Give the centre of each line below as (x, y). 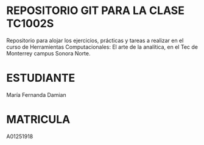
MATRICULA (38, 120)
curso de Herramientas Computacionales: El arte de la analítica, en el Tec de (102, 47)
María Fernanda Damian (36, 94)
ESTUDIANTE (41, 78)
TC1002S (30, 23)
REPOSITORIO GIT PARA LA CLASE (95, 11)
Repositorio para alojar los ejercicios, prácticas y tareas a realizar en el (95, 40)
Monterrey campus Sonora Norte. (48, 53)
